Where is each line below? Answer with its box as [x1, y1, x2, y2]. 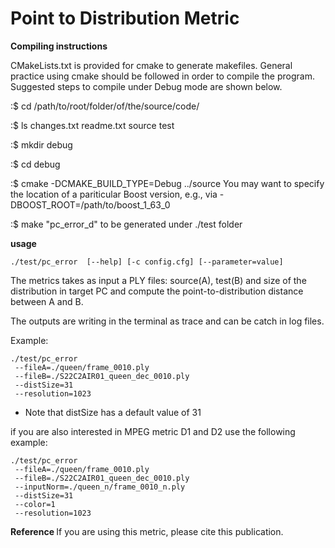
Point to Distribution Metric [10, 7, 240, 30]
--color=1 [14, 499, 56, 509]
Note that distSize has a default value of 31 [24, 406, 202, 418]
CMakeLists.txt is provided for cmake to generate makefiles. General [10, 59, 293, 71]
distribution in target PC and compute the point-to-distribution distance [10, 285, 304, 297]
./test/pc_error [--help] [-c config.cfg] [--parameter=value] [10, 257, 284, 267]
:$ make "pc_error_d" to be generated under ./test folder [10, 218, 243, 230]
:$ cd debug [10, 158, 61, 170]
